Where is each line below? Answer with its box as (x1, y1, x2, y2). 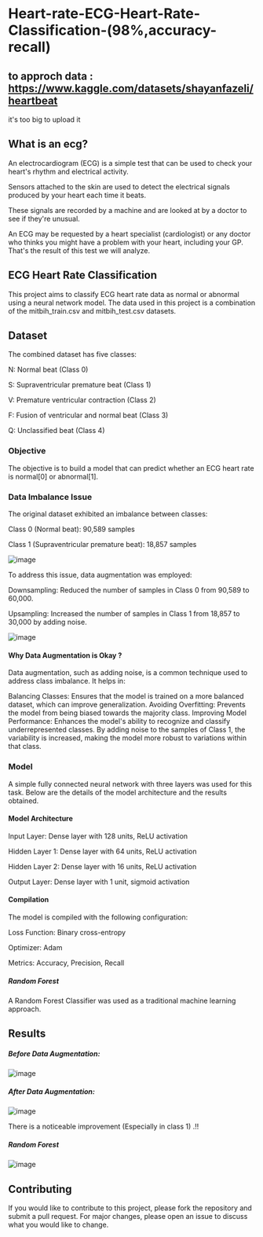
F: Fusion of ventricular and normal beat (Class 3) (8, 410, 169, 420)
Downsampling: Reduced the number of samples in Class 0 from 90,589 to (8, 585, 250, 595)
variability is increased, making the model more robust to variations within (8, 733, 247, 743)
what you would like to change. (8, 1220, 109, 1230)
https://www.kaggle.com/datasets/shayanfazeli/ (8, 82, 254, 95)
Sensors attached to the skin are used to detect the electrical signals (8, 182, 230, 191)
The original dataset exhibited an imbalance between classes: (8, 509, 208, 519)
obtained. (8, 795, 39, 806)
